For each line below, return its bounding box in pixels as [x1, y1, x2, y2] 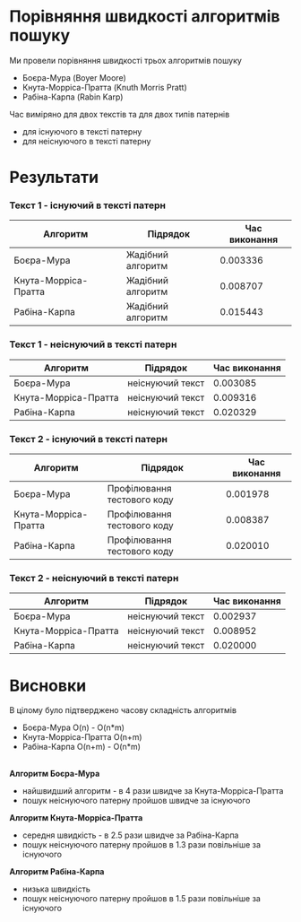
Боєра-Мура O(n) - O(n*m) [21, 722, 125, 733]
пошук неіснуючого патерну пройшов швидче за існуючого [21, 796, 251, 806]
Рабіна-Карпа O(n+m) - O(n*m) [21, 742, 142, 752]
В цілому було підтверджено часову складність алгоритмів [9, 705, 237, 716]
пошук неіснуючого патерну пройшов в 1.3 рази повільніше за [21, 839, 262, 850]
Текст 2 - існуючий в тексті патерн [9, 432, 168, 445]
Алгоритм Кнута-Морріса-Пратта [9, 813, 143, 823]
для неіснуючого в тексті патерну [21, 135, 151, 146]
